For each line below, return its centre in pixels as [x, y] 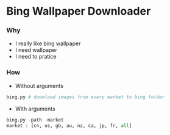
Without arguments [39, 86]
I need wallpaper [36, 50]
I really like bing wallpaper [48, 43]
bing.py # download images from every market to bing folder [86, 97]
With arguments [35, 109]
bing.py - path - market [35, 120]
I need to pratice [36, 57]
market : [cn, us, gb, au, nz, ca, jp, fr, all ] [69, 126]
